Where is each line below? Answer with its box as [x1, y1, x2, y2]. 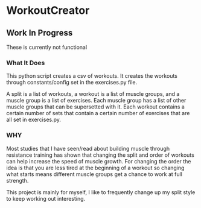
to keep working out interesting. [6, 195, 86, 202]
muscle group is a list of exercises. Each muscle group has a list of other [6, 97, 187, 104]
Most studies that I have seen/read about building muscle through [6, 145, 170, 152]
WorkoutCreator [6, 4, 90, 17]
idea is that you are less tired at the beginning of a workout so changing [6, 164, 185, 171]
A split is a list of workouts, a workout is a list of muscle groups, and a [6, 90, 180, 98]
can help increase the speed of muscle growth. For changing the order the [6, 157, 191, 165]
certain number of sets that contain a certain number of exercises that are [6, 110, 190, 117]
